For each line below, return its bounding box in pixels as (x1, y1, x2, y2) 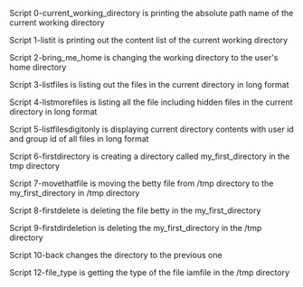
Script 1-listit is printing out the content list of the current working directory (9, 35, 289, 45)
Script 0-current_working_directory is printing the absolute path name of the (9, 8, 294, 18)
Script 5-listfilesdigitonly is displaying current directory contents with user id (9, 124, 294, 134)
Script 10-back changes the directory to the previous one (9, 250, 223, 260)
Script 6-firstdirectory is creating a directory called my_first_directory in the (9, 151, 290, 162)
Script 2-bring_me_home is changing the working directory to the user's (9, 52, 279, 62)
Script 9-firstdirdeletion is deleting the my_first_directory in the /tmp (9, 223, 262, 233)
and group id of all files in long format (9, 134, 149, 143)
